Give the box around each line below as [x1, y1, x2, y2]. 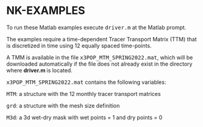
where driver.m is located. [6, 66, 73, 74]
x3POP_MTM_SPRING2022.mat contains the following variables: [6, 78, 166, 86]
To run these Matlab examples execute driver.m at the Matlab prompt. [6, 24, 187, 31]
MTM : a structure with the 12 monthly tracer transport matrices [6, 90, 161, 97]
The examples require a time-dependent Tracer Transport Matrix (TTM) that [6, 35, 197, 43]
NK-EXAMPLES [6, 4, 85, 18]
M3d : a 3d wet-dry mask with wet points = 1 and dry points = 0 [6, 114, 163, 121]
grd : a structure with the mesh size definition [6, 101, 120, 109]
